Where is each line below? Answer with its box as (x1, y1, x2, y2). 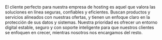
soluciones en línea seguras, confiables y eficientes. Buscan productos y (5, 9, 151, 15)
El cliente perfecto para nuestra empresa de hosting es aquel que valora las (5, 4, 156, 10)
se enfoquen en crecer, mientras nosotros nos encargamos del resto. (5, 30, 143, 35)
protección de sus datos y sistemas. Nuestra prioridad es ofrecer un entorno (5, 19, 158, 25)
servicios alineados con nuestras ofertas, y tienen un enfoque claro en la (5, 14, 150, 20)
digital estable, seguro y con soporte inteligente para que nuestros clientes (5, 25, 154, 30)
